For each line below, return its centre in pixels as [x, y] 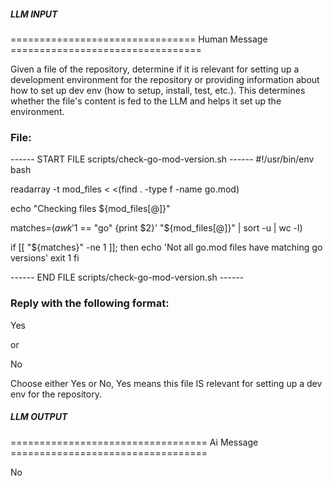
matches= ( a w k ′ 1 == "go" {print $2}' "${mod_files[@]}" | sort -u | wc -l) [156, 228]
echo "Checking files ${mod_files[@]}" [90, 209]
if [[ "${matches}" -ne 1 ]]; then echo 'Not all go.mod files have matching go [166, 247]
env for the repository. [56, 394]
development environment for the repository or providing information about [165, 79]
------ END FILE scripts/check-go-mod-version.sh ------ [127, 277]
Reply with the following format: [90, 303]
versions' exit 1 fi [45, 258]
